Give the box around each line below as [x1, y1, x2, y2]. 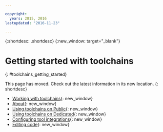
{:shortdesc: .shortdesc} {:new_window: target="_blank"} [5, 38, 121, 44]
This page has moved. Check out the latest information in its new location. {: [5, 81, 159, 87]
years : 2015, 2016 [9, 16, 47, 21]
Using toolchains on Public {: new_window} [12, 106, 98, 112]
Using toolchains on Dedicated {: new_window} [12, 111, 106, 117]
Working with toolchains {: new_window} [12, 96, 93, 102]
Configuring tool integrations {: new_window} [12, 116, 102, 122]
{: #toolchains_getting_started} [5, 71, 67, 77]
